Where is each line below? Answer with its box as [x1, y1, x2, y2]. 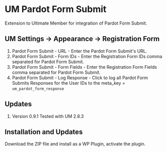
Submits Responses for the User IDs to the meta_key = [12, 80, 126, 86]
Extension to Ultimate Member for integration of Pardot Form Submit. [5, 20, 147, 26]
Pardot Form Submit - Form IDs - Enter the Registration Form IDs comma [12, 53, 162, 59]
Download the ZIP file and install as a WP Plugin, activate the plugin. [5, 141, 146, 147]
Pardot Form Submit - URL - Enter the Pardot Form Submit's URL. [12, 48, 147, 54]
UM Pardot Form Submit [5, 4, 107, 15]
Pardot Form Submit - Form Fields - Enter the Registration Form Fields [12, 64, 157, 70]
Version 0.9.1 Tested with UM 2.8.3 [12, 113, 84, 119]
